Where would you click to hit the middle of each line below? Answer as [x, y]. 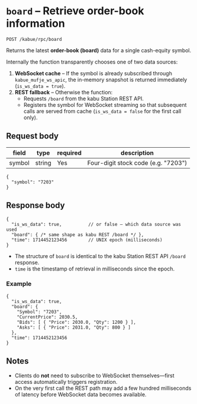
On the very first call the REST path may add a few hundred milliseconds [103, 388]
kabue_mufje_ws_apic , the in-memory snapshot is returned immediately [101, 79]
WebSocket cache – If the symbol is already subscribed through [93, 73]
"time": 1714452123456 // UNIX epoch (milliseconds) [87, 240]
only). [30, 117]
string [43, 163]
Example [19, 284]
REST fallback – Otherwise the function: [64, 92]
